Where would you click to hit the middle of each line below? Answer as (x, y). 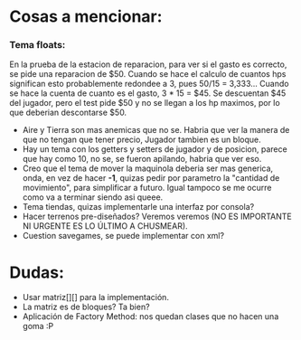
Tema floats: (38, 45)
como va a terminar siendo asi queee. (93, 197)
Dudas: (37, 272)
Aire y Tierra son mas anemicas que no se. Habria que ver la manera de (156, 130)
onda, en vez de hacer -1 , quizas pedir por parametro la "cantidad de (151, 178)
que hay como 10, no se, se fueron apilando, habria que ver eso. (142, 159)
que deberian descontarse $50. (68, 113)
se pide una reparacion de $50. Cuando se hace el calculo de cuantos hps (148, 74)
